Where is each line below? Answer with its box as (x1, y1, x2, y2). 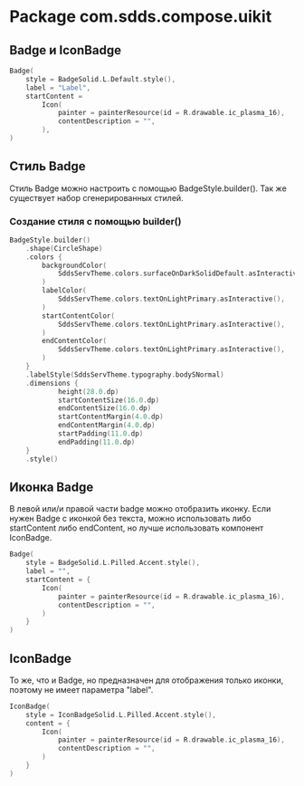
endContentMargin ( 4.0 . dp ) (57, 421, 156, 430)
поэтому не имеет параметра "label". (9, 684, 154, 695)
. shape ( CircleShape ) (25, 244, 103, 253)
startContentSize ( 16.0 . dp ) (57, 396, 160, 405)
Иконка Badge (9, 480, 94, 494)
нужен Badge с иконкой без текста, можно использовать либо (9, 513, 252, 524)
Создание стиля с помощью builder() (9, 215, 182, 227)
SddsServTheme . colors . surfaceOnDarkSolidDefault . (57, 269, 249, 278)
